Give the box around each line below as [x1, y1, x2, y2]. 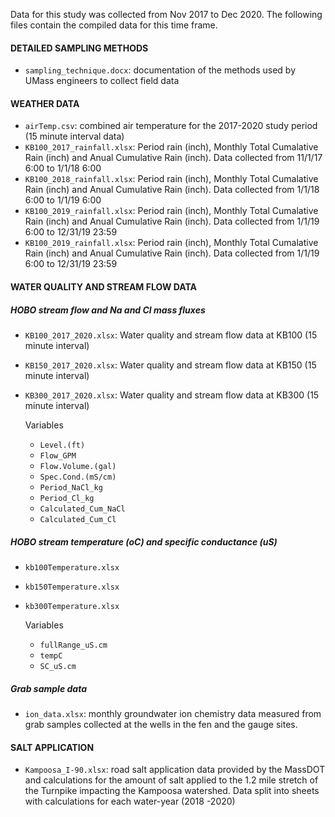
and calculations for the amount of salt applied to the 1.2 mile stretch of [24, 774, 319, 786]
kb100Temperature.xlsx [24, 562, 120, 573]
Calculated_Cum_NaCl [39, 504, 126, 514]
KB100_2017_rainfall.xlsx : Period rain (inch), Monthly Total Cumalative [24, 141, 319, 153]
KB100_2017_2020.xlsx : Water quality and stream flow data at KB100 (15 [24, 329, 318, 341]
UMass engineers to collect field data [24, 75, 180, 87]
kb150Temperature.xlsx [24, 582, 120, 592]
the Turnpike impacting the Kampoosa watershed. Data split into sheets [24, 785, 320, 797]
